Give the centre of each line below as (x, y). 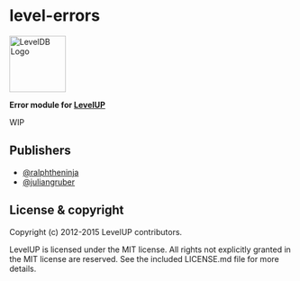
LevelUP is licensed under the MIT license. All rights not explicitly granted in (150, 249)
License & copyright (67, 210)
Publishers (40, 151)
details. (23, 268)
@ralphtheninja (50, 172)
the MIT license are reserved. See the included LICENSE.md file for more (144, 258)
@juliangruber (49, 182)
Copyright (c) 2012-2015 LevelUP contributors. (96, 231)
